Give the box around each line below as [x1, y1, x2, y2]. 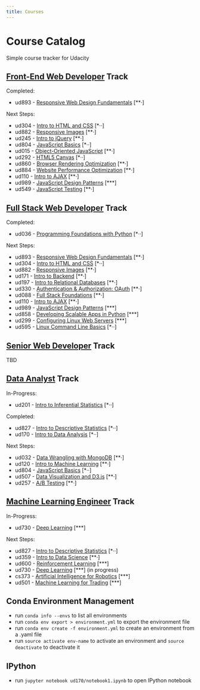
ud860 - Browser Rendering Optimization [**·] [14, 160, 128, 167]
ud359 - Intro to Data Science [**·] [14, 553, 100, 560]
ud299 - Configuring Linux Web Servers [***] [14, 317, 127, 324]
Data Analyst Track [6, 374, 79, 384]
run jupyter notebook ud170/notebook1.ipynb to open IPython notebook [14, 677, 192, 684]
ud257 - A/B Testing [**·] [14, 479, 77, 486]
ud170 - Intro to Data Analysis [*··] [14, 431, 99, 438]
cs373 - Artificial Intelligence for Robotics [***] [14, 572, 130, 579]
